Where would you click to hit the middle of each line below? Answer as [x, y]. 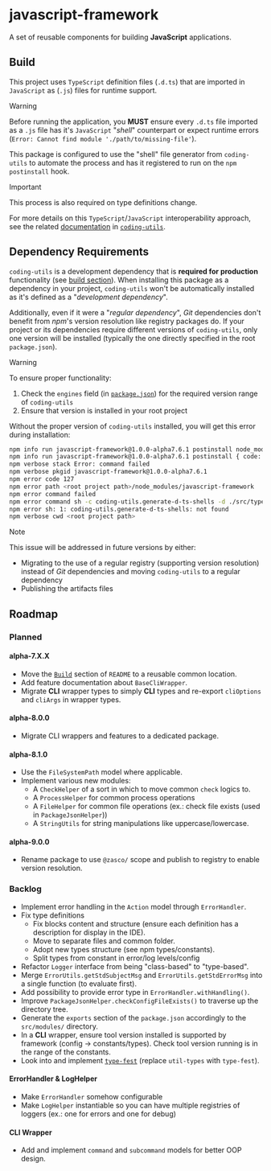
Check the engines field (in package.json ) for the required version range [139, 393]
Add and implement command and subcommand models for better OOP [131, 1150]
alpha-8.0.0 [29, 718]
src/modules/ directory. [60, 1026]
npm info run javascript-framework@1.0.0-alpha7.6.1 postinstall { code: [135, 457]
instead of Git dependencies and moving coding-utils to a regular [130, 572]
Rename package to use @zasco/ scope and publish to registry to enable [140, 860]
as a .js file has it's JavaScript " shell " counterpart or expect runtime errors [134, 129]
